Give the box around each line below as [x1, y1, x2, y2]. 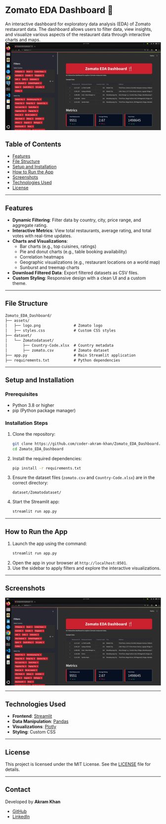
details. [5, 766, 20, 772]
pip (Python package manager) [12, 407, 76, 413]
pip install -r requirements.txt [12, 466, 82, 471]
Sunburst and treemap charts [19, 265, 80, 271]
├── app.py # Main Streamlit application [5, 352, 136, 358]
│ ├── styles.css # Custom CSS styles [5, 328, 116, 333]
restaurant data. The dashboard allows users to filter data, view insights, [5, 26, 152, 32]
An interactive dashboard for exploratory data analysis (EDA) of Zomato [5, 21, 151, 27]
